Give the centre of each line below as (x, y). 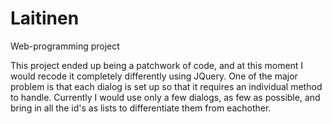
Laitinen (45, 18)
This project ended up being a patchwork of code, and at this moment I (157, 65)
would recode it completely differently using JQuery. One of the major (154, 76)
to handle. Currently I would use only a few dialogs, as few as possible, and (165, 97)
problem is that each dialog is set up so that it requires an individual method (166, 86)
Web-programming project (65, 46)
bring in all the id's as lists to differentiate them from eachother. (141, 108)
